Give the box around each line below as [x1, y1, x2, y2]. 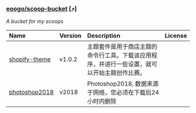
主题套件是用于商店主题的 [87, 43, 157, 51]
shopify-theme [9, 55, 51, 63]
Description [87, 31, 121, 40]
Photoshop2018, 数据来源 [87, 80, 159, 88]
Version [59, 31, 82, 40]
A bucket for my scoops [6, 18, 64, 25]
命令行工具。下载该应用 [87, 51, 152, 59]
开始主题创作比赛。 [93, 69, 146, 77]
